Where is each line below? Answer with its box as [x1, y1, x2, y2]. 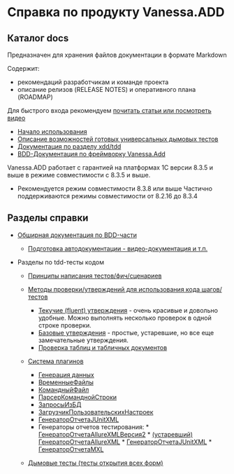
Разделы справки [7, 212, 89, 224]
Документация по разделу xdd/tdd [17, 142, 122, 151]
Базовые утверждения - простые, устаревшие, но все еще [38, 328, 214, 337]
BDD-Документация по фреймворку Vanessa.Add [17, 150, 166, 158]
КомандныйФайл [38, 385, 89, 393]
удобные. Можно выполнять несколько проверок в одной [38, 313, 212, 322]
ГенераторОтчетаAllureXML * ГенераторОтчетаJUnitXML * [38, 438, 212, 446]
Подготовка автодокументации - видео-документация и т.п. [27, 244, 208, 252]
